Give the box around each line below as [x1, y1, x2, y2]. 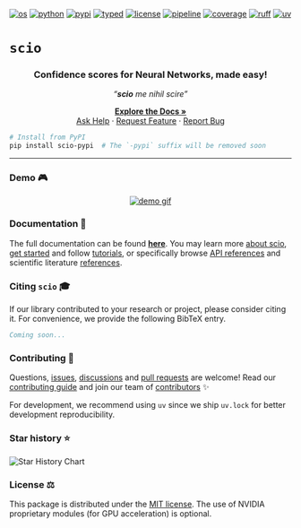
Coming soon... [9, 331, 66, 340]
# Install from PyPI [9, 133, 87, 143]
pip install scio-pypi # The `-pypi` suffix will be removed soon [9, 142, 267, 151]
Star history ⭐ [9, 432, 71, 445]
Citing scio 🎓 [9, 280, 71, 292]
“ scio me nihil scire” [113, 89, 188, 100]
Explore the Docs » [115, 106, 186, 117]
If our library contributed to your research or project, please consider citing [9, 304, 287, 315]
